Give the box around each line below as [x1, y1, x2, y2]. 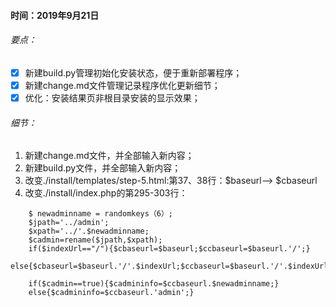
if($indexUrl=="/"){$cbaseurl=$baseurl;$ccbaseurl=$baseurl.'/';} [28, 244, 311, 254]
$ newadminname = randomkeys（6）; [28, 209, 174, 219]
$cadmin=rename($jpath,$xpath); [28, 235, 163, 245]
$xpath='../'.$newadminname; [28, 226, 150, 237]
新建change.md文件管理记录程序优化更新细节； [24, 79, 221, 91]
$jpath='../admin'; [28, 218, 110, 228]
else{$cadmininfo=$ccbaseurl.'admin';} [28, 288, 195, 298]
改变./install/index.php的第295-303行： [24, 187, 188, 199]
